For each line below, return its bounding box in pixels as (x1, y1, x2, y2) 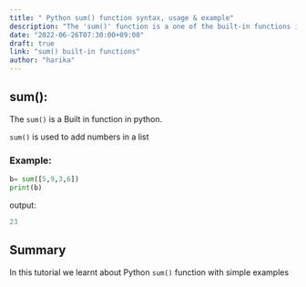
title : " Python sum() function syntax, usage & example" (9, 13, 234, 23)
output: (9, 200, 36, 210)
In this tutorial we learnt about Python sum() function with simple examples (9, 266, 290, 278)
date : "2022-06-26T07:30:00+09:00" (9, 30, 145, 39)
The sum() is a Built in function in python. (9, 113, 163, 124)
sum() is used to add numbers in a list (9, 131, 149, 142)
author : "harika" (9, 56, 76, 65)
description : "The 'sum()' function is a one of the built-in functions (9, 22, 291, 31)
